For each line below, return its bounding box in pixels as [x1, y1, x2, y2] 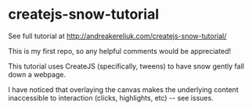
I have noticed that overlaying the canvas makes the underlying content [8, 84, 239, 94]
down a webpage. [8, 69, 67, 79]
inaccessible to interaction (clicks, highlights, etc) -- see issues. [8, 93, 214, 102]
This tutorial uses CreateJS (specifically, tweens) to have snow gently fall [8, 61, 245, 71]
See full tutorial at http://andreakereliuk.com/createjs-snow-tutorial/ [8, 31, 227, 41]
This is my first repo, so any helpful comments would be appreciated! [8, 46, 232, 55]
